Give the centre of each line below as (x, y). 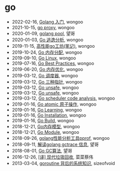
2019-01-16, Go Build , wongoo (43, 120)
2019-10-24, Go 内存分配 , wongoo (47, 52)
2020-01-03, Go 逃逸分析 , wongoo (47, 40)
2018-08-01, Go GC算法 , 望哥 (42, 150)
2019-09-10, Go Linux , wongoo (44, 58)
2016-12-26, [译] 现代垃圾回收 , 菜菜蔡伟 (52, 157)
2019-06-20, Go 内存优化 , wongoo (47, 69)
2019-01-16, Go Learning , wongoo (47, 110)
